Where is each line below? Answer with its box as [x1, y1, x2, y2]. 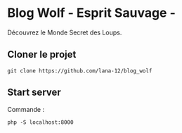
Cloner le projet [7, 49, 77, 61]
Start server [7, 87, 61, 99]
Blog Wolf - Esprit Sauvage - [7, 5, 176, 21]
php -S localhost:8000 [7, 118, 74, 126]
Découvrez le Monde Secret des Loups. [7, 28, 122, 37]
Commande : [7, 105, 44, 113]
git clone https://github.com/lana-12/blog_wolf [7, 67, 152, 75]
